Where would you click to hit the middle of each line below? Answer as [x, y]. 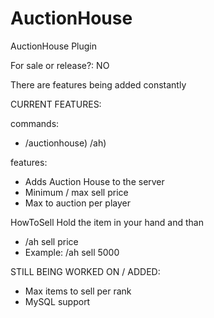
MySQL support [57, 301]
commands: [35, 123]
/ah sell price [51, 241]
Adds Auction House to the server [94, 181]
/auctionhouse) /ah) [65, 143]
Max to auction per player [77, 203]
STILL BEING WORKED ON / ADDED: [85, 271]
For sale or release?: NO [60, 65]
